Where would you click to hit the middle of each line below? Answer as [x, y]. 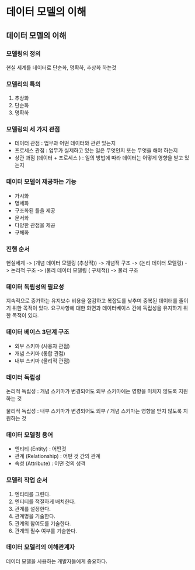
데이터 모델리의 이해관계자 [41, 547]
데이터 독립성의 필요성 [35, 287]
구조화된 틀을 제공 [35, 210]
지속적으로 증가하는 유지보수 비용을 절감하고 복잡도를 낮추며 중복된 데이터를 [92, 301]
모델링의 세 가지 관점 [33, 130]
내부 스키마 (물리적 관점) [42, 361]
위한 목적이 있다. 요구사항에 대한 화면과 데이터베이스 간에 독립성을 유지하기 [97, 308]
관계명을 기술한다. [35, 516]
